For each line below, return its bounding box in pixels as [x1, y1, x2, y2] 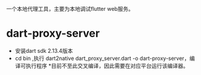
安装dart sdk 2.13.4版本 [14, 47, 74, 54]
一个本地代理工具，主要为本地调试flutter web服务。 [6, 5, 134, 12]
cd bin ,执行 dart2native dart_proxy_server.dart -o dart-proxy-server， [14, 55, 190, 62]
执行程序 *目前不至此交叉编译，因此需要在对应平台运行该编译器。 [25, 62, 189, 69]
